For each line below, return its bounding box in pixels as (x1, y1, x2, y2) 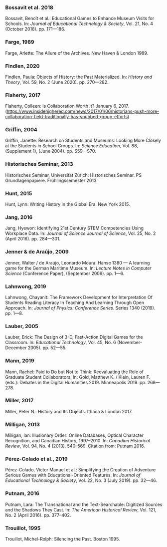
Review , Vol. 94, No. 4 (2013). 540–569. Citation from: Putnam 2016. (5, 443, 146, 449)
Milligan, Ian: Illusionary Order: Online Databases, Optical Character (5, 432, 144, 438)
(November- (117, 340, 142, 346)
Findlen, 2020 (5, 62, 40, 69)
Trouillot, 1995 (5, 524, 41, 531)
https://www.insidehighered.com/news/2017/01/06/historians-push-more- (6, 108, 160, 114)
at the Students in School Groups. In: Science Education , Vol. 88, (5, 143, 139, 149)
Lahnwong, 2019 (5, 283, 46, 290)
